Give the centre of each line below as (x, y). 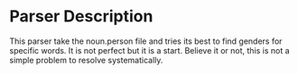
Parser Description (81, 16)
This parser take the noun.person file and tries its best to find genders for (146, 41)
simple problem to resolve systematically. (86, 60)
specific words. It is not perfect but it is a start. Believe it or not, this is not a (150, 50)
